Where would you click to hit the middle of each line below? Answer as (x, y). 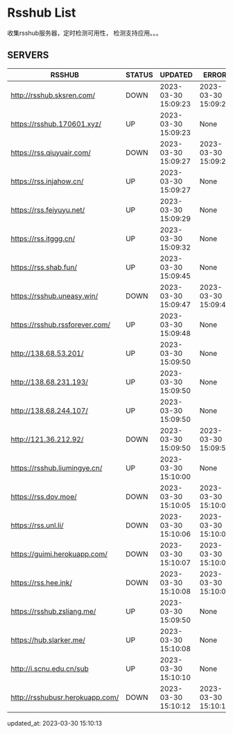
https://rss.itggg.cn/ (43, 238)
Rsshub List (42, 13)
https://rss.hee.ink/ (42, 582)
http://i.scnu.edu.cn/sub (50, 669)
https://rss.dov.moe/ (44, 496)
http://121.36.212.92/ (47, 439)
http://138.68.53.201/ (47, 353)
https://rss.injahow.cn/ (47, 181)
